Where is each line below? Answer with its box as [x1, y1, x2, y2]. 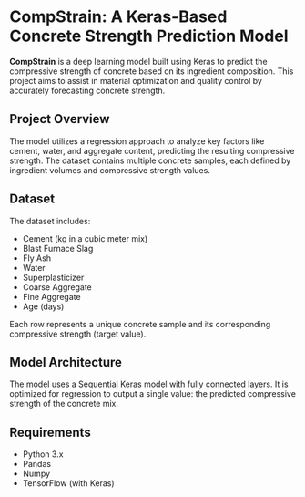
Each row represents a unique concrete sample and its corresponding [9, 318, 271, 329]
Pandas [22, 459, 52, 470]
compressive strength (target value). [9, 328, 147, 339]
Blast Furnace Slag [22, 243, 94, 254]
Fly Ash [22, 253, 52, 264]
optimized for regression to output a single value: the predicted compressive [9, 388, 296, 399]
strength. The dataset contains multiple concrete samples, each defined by [9, 155, 291, 166]
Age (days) [22, 301, 65, 312]
